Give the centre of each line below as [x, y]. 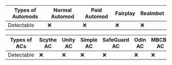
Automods [25, 16]
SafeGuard [116, 40]
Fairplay [125, 13]
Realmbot [152, 13]
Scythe [48, 40]
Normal [63, 10]
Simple [89, 40]
